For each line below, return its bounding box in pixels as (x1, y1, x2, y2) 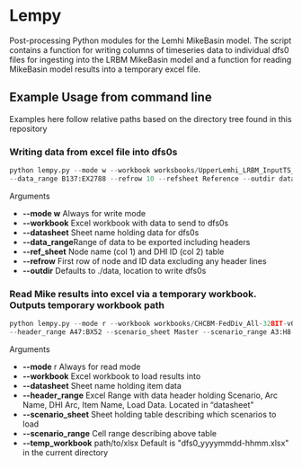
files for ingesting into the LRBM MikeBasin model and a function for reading (9, 54, 292, 65)
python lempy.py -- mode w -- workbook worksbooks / (9, 166, 200, 175)
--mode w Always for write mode (22, 207, 147, 218)
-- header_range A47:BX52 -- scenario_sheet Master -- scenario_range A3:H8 (9, 327, 292, 337)
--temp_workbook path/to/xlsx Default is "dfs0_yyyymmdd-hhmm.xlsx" (22, 437, 289, 448)
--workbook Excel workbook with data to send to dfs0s (22, 217, 229, 228)
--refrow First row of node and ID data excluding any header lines (22, 255, 267, 266)
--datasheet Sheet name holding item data (22, 380, 182, 391)
